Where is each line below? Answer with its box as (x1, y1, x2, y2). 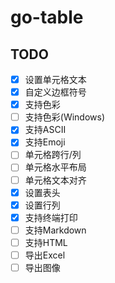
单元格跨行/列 (24, 149, 82, 161)
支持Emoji (24, 136, 66, 148)
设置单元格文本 (24, 74, 87, 85)
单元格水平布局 (24, 161, 87, 173)
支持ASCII (24, 124, 67, 136)
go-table (10, 6, 84, 29)
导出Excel (24, 249, 66, 261)
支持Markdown (24, 224, 87, 236)
